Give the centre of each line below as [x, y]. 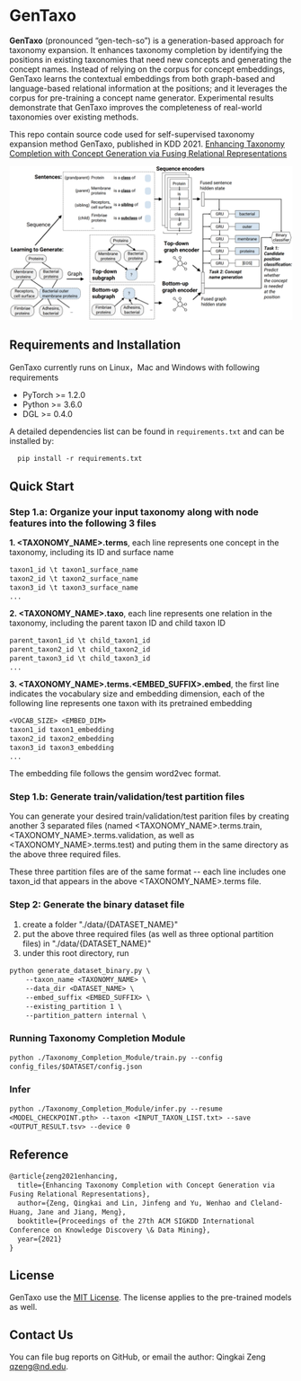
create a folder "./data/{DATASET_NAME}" [100, 924]
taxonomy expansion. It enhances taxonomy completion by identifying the [146, 49]
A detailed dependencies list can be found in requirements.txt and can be [147, 431]
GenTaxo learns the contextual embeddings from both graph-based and [142, 78]
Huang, [22, 1213]
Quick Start [42, 486]
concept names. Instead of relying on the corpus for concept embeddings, [147, 69]
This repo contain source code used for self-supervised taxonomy [132, 134]
